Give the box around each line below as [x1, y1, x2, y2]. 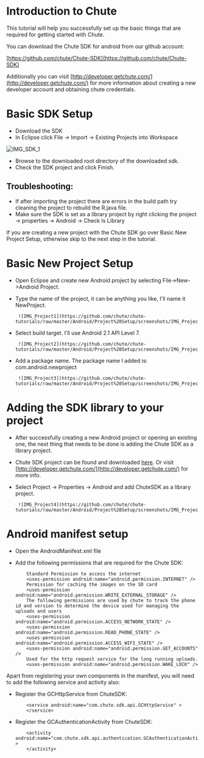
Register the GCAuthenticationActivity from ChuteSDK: [15, 718, 153, 725]
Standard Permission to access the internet [26, 570, 141, 577]
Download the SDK [15, 127, 63, 135]
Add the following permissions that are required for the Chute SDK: [15, 559, 183, 566]
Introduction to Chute [6, 4, 118, 18]
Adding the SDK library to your [6, 401, 164, 415]
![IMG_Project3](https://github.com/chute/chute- [18, 375, 147, 381]
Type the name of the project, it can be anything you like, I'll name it [15, 295, 186, 302]
